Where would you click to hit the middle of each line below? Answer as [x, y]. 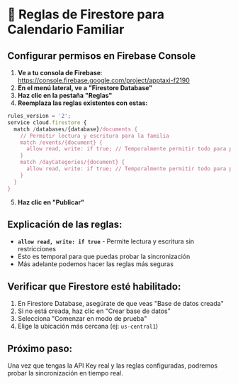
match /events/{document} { [61, 142]
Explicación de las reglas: [65, 224]
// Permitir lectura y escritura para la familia [95, 136]
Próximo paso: [40, 348]
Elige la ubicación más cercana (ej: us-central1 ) [88, 327]
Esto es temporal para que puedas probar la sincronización [104, 257]
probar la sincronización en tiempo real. [65, 373]
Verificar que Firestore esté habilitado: [94, 286]
